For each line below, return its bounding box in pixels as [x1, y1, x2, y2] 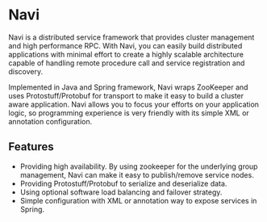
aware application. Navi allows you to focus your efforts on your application [8, 99, 260, 109]
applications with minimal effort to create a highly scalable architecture [8, 49, 244, 59]
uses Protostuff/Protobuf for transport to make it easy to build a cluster [8, 90, 244, 100]
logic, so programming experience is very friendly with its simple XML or [8, 107, 250, 118]
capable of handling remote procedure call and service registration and [8, 58, 245, 68]
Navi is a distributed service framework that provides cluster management [8, 32, 255, 42]
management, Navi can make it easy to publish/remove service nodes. [19, 170, 254, 179]
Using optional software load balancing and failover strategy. [19, 187, 223, 197]
